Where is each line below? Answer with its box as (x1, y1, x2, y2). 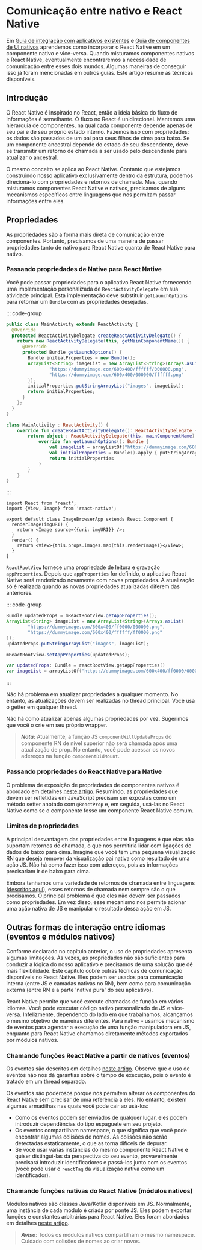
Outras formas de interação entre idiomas (6, 922, 166, 932)
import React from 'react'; (6, 500, 77, 507)
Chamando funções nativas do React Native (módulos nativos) (6, 1186, 193, 1195)
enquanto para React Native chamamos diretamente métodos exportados (6, 1029, 188, 1037)
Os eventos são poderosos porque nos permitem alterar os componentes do (6, 1089, 195, 1096)
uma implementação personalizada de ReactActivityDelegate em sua (6, 285, 179, 292)
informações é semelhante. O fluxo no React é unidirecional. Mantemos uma (6, 115, 195, 122)
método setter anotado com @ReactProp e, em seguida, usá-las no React (6, 800, 185, 808)
